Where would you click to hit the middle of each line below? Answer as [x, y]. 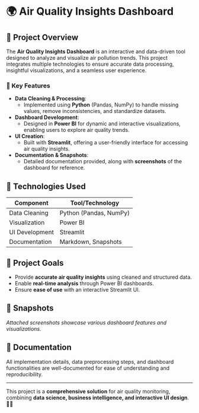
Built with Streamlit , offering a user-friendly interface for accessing [106, 143]
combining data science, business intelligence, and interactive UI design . [98, 398]
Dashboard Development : [47, 117]
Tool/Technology [95, 203]
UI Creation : [30, 136]
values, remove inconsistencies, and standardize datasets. [95, 111]
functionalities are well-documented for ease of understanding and [88, 368]
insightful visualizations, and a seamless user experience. [76, 70]
